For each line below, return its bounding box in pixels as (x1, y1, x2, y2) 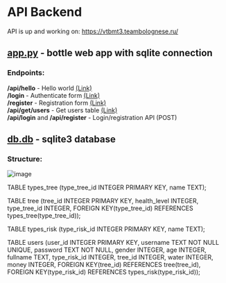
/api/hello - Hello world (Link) (7, 84, 92, 92)
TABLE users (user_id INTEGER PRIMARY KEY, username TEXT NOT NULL (7, 239, 220, 247)
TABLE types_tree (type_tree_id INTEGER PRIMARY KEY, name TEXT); (7, 183, 207, 191)
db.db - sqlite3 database (7, 133, 116, 146)
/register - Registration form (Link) (7, 98, 106, 107)
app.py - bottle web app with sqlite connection (7, 47, 213, 59)
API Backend (7, 4, 82, 20)
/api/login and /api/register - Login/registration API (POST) (7, 113, 177, 121)
